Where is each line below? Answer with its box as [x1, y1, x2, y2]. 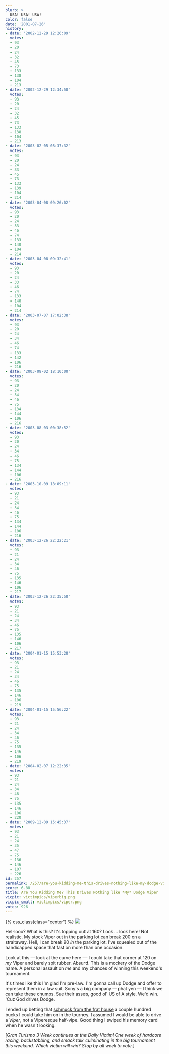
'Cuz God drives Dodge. [5, 996, 55, 1002]
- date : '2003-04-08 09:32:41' [5, 256, 71, 262]
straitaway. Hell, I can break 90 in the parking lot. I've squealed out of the [5, 939, 157, 945]
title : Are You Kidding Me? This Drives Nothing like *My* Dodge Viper [5, 890, 158, 895]
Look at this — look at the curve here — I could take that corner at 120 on [5, 954, 157, 960]
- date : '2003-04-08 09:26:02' [5, 200, 71, 205]
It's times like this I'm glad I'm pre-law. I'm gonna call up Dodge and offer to [5, 980, 162, 986]
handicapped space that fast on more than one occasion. [5, 944, 124, 950]
